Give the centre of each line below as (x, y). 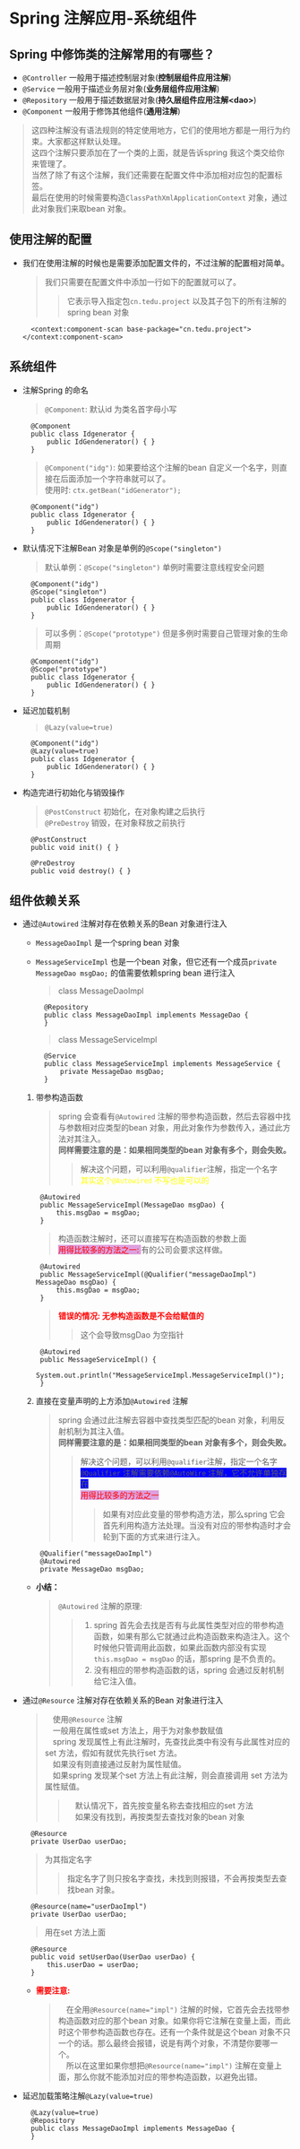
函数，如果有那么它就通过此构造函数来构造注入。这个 (192, 1636)
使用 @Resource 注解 (87, 1720)
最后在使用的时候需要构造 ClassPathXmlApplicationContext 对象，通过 (159, 197)
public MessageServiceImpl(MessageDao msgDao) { (133, 1205)
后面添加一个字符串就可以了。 (116, 478)
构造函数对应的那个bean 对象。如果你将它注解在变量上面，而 (171, 2021)
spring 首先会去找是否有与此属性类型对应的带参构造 (189, 1625)
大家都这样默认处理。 (86, 141)
